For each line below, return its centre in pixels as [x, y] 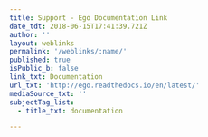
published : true [40, 60]
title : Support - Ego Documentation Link [89, 18]
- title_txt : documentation [71, 111]
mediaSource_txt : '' [48, 93]
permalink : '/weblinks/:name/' [68, 52]
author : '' [30, 34]
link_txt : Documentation [56, 77]
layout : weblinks [42, 43]
